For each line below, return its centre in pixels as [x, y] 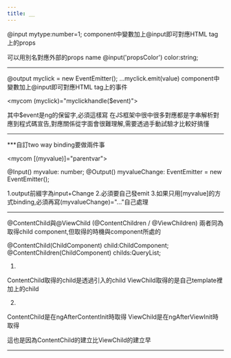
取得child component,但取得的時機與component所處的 [84, 231]
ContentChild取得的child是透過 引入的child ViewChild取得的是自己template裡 [115, 280]
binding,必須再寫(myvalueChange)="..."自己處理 [81, 202]
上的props [21, 43]
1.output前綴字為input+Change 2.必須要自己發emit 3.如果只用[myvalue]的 [111, 193]
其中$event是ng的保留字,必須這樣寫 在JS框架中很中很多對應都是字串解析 [110, 115]
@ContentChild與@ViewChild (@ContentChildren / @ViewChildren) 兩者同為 [115, 223]
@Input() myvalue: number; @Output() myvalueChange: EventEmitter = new [114, 171]
